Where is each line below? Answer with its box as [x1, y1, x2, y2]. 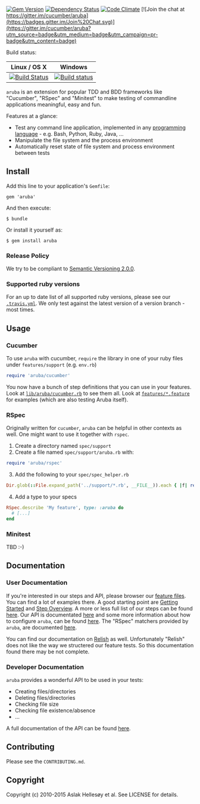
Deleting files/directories [14, 694, 76, 701]
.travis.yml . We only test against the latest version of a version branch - [6, 300, 185, 307]
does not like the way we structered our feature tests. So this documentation [6, 641, 194, 649]
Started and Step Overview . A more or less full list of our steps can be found [6, 604, 193, 612]
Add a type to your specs [14, 493, 77, 500]
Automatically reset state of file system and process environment [14, 143, 175, 150]
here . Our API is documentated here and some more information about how [6, 611, 191, 618]
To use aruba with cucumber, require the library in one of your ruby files [6, 355, 183, 362]
